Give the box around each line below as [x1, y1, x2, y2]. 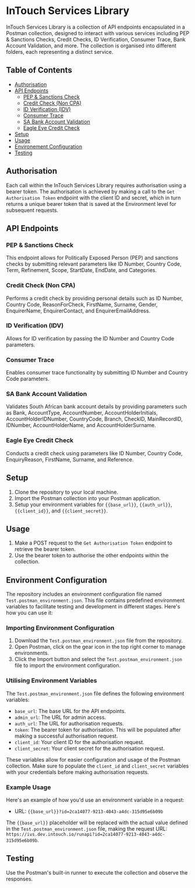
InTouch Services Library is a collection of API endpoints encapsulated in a [6, 23, 185, 30]
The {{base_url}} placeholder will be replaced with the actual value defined [6, 819, 188, 826]
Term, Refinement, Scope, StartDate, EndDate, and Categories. [6, 267, 157, 274]
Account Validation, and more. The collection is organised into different [6, 42, 176, 49]
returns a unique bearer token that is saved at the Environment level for [6, 200, 176, 207]
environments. [14, 649, 49, 656]
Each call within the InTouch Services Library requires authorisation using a [6, 181, 186, 188]
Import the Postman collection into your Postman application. [14, 494, 161, 501]
